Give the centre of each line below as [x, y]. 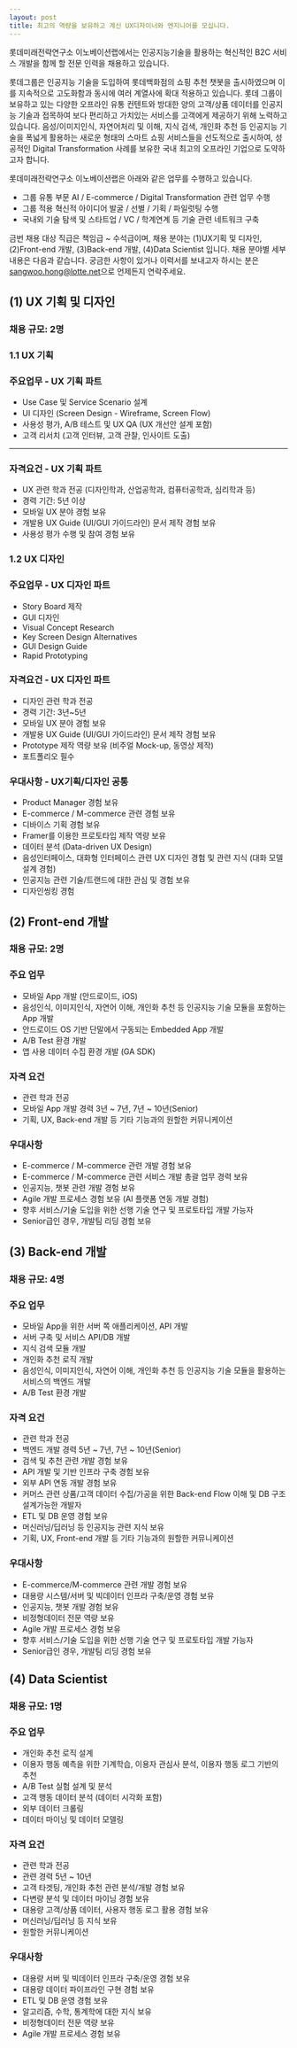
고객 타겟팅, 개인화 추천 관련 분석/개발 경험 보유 [103, 1888]
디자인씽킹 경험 [48, 891]
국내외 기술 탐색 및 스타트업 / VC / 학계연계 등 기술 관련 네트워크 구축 [141, 219]
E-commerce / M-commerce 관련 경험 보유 [99, 814]
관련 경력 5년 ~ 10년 [57, 1877]
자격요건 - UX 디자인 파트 [60, 680]
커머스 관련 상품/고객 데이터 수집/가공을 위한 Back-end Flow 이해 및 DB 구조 [154, 1494]
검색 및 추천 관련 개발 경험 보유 [75, 1461]
